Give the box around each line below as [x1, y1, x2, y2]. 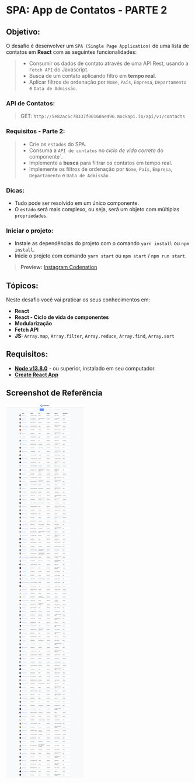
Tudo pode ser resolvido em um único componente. [14, 200, 140, 207]
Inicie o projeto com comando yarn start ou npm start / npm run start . [14, 252, 187, 259]
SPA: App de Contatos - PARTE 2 [6, 4, 168, 17]
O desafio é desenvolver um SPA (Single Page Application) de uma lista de [6, 42, 189, 49]
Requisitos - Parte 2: [6, 127, 65, 135]
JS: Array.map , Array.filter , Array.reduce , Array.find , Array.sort [14, 332, 175, 339]
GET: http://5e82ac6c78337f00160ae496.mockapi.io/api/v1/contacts [20, 112, 186, 120]
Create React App [14, 371, 59, 378]
